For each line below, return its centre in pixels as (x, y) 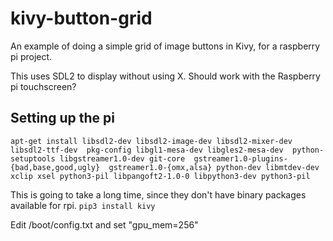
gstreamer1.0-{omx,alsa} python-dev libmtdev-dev (214, 167)
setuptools (33, 158)
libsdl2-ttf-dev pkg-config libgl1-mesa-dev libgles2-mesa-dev (147, 150)
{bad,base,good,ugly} (55, 167)
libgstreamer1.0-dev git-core (122, 158)
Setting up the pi (62, 118)
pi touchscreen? (43, 86)
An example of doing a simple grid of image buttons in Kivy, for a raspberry (165, 46)
